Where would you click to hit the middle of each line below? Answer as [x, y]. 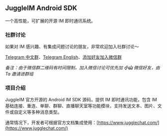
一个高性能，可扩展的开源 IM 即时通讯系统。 [50, 21]
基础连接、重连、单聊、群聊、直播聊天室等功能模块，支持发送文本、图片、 [81, 106]
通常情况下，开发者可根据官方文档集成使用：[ [52, 123]
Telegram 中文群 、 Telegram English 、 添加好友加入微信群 [63, 57]
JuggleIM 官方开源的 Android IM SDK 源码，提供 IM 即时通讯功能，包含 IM [81, 100]
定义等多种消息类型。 [40, 112]
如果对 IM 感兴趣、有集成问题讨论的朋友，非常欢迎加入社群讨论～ [72, 47]
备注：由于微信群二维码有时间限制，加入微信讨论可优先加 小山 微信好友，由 [83, 68]
